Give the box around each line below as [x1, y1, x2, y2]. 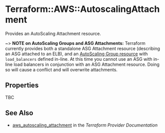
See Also [5, 109, 33, 118]
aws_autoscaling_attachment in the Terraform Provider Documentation [12, 122, 158, 128]
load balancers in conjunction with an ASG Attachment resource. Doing [13, 61, 160, 67]
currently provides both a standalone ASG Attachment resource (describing [5, 45, 161, 51]
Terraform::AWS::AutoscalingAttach [5, 3, 160, 15]
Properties [5, 81, 39, 90]
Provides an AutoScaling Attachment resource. [5, 30, 101, 36]
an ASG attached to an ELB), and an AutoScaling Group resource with [5, 51, 148, 57]
